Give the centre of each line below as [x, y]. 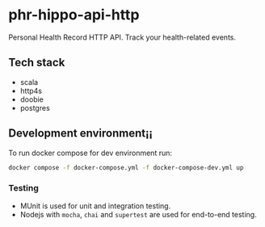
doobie [32, 99]
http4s [31, 90]
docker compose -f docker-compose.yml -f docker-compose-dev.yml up [126, 167]
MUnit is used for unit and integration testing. [95, 206]
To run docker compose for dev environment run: [90, 153]
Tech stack [37, 63]
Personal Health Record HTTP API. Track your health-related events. [122, 37]
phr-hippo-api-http [74, 15]
